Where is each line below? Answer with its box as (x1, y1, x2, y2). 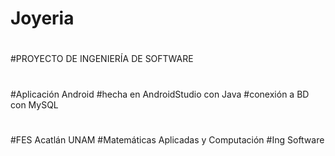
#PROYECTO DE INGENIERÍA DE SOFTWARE (10, 53, 194, 65)
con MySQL (10, 98, 59, 111)
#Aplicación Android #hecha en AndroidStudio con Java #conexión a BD (10, 88, 310, 100)
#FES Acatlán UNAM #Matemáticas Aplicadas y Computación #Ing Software (10, 133, 325, 146)
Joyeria (10, 7, 75, 30)
